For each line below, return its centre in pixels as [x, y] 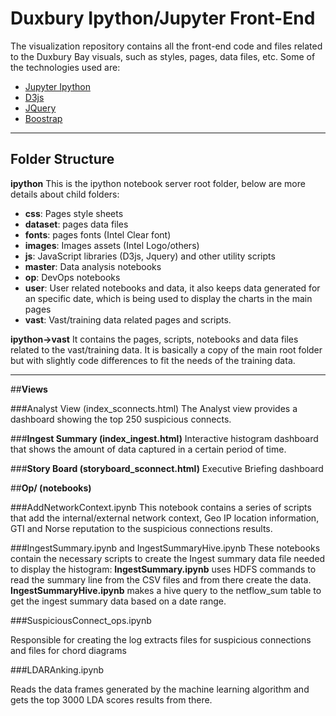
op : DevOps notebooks [72, 277]
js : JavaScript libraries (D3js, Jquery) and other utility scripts [150, 256]
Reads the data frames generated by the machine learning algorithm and [160, 689]
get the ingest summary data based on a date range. [118, 601]
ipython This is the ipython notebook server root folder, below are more [158, 183]
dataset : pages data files [76, 224]
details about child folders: [65, 194]
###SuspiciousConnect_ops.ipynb [81, 620]
